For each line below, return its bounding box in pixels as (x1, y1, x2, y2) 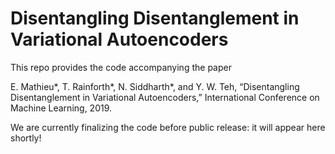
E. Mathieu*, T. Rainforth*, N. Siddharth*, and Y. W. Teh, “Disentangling (10, 80, 300, 92)
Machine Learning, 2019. (10, 102, 113, 114)
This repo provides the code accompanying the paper (10, 61, 232, 73)
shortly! (10, 132, 42, 144)
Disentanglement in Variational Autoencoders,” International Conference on (10, 91, 320, 103)
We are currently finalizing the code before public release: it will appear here (10, 121, 326, 133)
